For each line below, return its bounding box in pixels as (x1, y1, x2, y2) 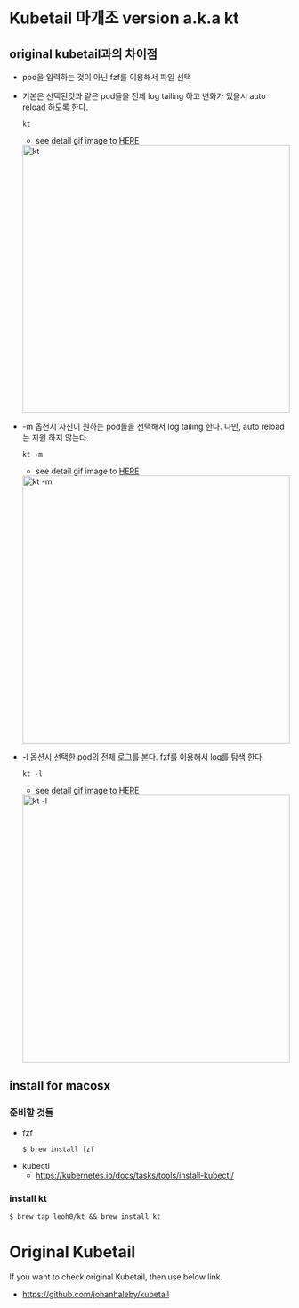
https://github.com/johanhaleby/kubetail (21, 1288, 170, 1299)
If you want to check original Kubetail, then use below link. (9, 1271, 223, 1282)
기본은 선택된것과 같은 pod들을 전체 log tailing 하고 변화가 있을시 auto (21, 91, 266, 101)
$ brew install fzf (21, 1145, 95, 1154)
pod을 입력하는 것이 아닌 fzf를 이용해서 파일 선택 (21, 72, 191, 82)
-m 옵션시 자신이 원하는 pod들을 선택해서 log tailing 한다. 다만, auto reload (21, 421, 285, 432)
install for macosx (9, 1078, 111, 1093)
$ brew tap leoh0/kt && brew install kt (9, 1212, 162, 1222)
